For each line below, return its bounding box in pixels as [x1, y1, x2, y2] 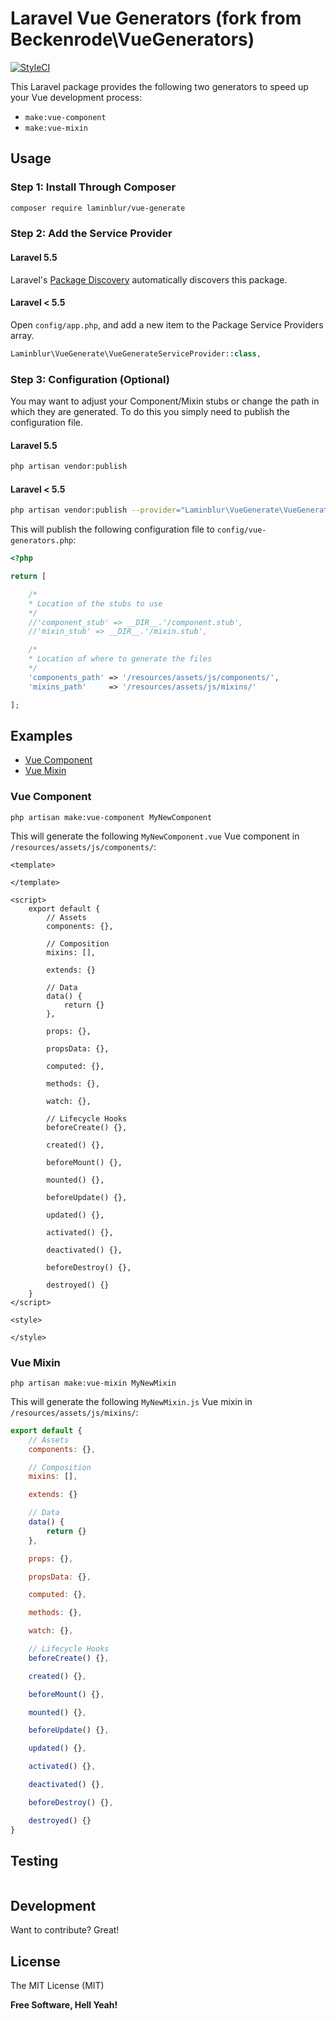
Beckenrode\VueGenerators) [10, 28, 255, 51]
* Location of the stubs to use [28, 598, 163, 609]
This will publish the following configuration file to [10, 523, 215, 536]
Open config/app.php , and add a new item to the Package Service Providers [10, 318, 324, 331]
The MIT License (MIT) [10, 1980, 105, 1991]
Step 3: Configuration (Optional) [10, 372, 170, 386]
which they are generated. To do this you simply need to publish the [10, 406, 290, 417]
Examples [10, 727, 73, 744]
